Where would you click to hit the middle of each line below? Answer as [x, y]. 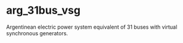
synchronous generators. [37, 33]
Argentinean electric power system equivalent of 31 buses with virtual [92, 27]
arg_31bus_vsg [43, 10]
